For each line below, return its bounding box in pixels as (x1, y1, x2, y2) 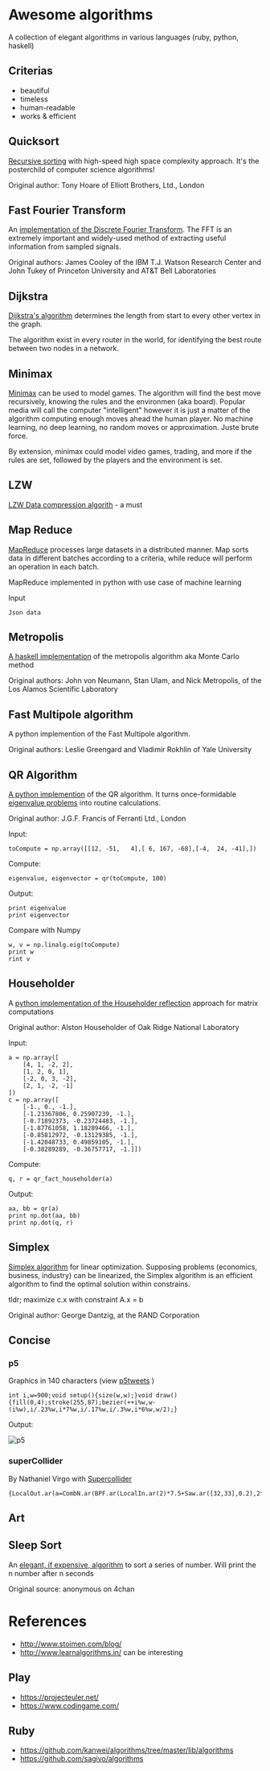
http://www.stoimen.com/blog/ (19, 1639, 122, 1649)
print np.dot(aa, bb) (8, 1211, 81, 1219)
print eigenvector (8, 912, 70, 920)
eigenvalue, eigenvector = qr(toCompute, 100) (8, 875, 167, 883)
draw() (155, 1392, 178, 1400)
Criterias (8, 64, 54, 78)
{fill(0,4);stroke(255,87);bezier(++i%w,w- (8, 1399, 157, 1407)
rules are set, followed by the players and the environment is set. (8, 455, 223, 465)
